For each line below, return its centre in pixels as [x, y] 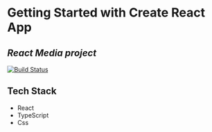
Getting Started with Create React [106, 13]
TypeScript [33, 115]
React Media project [52, 53]
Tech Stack [32, 91]
